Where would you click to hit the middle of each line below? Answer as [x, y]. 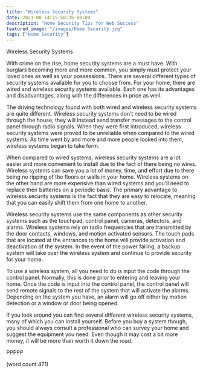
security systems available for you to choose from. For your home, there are [101, 83]
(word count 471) [27, 365]
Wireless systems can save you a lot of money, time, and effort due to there [100, 171]
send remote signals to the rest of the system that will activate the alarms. [98, 291]
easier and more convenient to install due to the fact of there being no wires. [101, 164]
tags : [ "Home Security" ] [37, 35]
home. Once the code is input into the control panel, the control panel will [98, 284]
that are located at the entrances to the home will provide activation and [96, 240]
